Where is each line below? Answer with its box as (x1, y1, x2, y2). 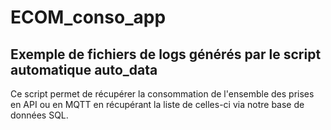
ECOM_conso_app (10, 6, 167, 29)
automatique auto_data (10, 61, 158, 78)
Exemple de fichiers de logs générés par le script (10, 46, 322, 63)
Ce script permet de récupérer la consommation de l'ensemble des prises (10, 88, 315, 100)
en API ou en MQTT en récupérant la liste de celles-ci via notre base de (10, 99, 305, 110)
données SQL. (10, 109, 69, 121)
